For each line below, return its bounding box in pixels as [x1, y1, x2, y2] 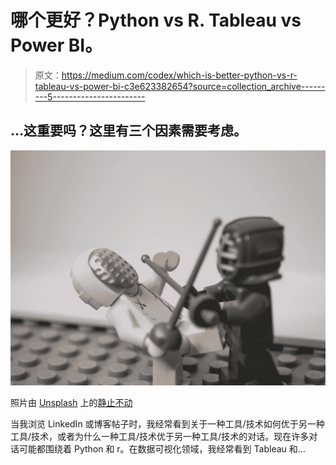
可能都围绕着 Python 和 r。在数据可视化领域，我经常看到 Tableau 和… [18, 442, 306, 455]
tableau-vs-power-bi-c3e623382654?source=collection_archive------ [34, 80, 326, 92]
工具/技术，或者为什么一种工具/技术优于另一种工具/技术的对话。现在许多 [10, 430, 310, 442]
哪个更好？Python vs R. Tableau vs [10, 9, 302, 32]
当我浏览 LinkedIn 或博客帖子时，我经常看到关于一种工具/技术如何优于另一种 [10, 417, 325, 430]
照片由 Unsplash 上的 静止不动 [10, 396, 133, 408]
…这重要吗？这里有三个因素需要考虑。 [10, 122, 248, 140]
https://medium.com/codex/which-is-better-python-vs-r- [61, 69, 298, 81]
